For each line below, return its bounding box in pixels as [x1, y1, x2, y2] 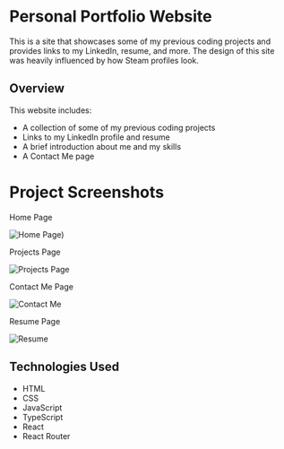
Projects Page [9, 246, 61, 257]
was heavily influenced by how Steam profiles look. [9, 55, 200, 65]
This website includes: [9, 105, 92, 116]
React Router [22, 430, 71, 441]
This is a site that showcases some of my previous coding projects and [9, 36, 271, 47]
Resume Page [9, 315, 61, 326]
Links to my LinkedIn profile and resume [22, 132, 170, 142]
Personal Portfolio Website [9, 6, 212, 27]
